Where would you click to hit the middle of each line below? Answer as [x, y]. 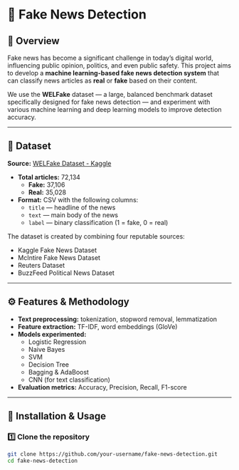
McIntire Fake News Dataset [59, 257]
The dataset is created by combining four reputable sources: [96, 236]
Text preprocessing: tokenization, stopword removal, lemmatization [117, 319]
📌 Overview [33, 41]
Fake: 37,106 [47, 184]
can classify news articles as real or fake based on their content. [102, 80]
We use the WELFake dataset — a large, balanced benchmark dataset [110, 94]
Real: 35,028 [47, 192]
